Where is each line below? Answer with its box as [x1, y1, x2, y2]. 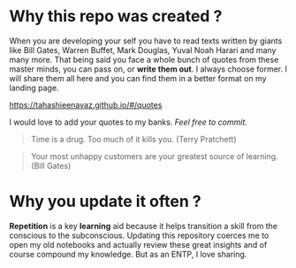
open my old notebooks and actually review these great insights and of [9, 239, 268, 249]
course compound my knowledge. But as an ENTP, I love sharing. [9, 249, 247, 259]
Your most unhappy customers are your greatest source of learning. [30, 150, 278, 161]
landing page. [9, 82, 59, 93]
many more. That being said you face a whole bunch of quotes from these [9, 54, 279, 65]
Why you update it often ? [9, 192, 201, 211]
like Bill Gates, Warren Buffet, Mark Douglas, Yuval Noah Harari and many [9, 44, 277, 55]
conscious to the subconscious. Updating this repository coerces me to [9, 230, 269, 241]
